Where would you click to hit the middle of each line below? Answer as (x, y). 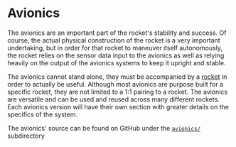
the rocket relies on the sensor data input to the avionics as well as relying (116, 55)
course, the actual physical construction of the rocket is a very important (114, 40)
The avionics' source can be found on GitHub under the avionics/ (104, 128)
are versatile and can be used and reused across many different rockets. (114, 99)
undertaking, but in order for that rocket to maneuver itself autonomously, (115, 48)
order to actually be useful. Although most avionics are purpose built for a (116, 84)
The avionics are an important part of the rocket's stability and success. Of (117, 33)
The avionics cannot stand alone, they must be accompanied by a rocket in (117, 77)
